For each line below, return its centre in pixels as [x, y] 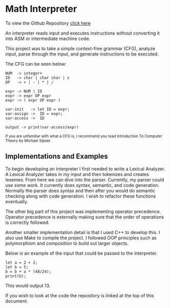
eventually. [17, 201]
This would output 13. [28, 285]
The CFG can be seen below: [36, 64]
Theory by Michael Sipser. [28, 141]
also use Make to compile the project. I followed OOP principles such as [81, 238]
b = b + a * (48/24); [28, 272]
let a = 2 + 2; [22, 262]
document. [17, 301]
